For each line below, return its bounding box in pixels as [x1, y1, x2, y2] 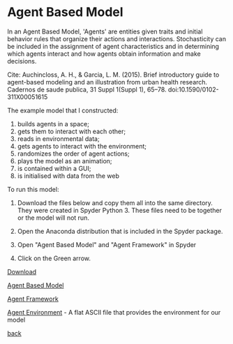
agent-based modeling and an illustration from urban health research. [7, 77, 208, 86]
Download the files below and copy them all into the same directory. [17, 198, 213, 207]
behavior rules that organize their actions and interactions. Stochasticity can [7, 34, 227, 43]
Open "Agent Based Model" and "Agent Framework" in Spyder [17, 240, 197, 248]
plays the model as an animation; [17, 156, 113, 165]
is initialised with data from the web [17, 172, 120, 180]
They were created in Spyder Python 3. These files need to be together [17, 206, 222, 214]
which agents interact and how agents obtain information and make [7, 50, 201, 58]
